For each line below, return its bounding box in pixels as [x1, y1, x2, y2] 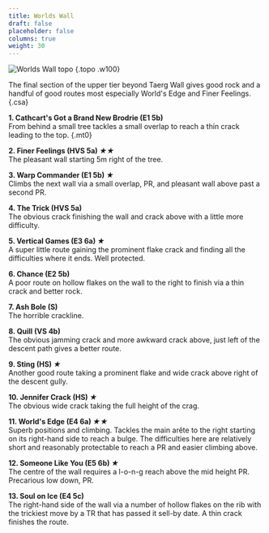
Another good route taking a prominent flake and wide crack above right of [8, 368, 258, 378]
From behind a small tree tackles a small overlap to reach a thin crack [8, 122, 241, 131]
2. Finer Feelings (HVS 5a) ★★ [8, 146, 115, 156]
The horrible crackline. [8, 311, 84, 320]
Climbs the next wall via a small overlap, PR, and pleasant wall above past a [8, 179, 261, 189]
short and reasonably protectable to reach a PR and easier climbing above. [8, 443, 258, 453]
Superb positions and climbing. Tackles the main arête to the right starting [8, 425, 256, 435]
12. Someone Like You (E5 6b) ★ [8, 458, 119, 468]
